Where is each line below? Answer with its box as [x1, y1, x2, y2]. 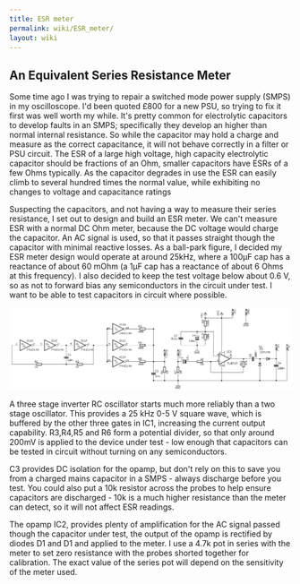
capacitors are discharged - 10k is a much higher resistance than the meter [9, 493, 287, 503]
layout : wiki [9, 33, 58, 42]
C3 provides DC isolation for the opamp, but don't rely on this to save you [9, 464, 280, 475]
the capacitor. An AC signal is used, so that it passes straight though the [9, 233, 276, 244]
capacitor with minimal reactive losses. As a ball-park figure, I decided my [9, 242, 283, 253]
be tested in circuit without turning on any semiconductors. [9, 446, 227, 457]
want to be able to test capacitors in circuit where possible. [9, 289, 227, 300]
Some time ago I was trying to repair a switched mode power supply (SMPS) [9, 91, 291, 102]
